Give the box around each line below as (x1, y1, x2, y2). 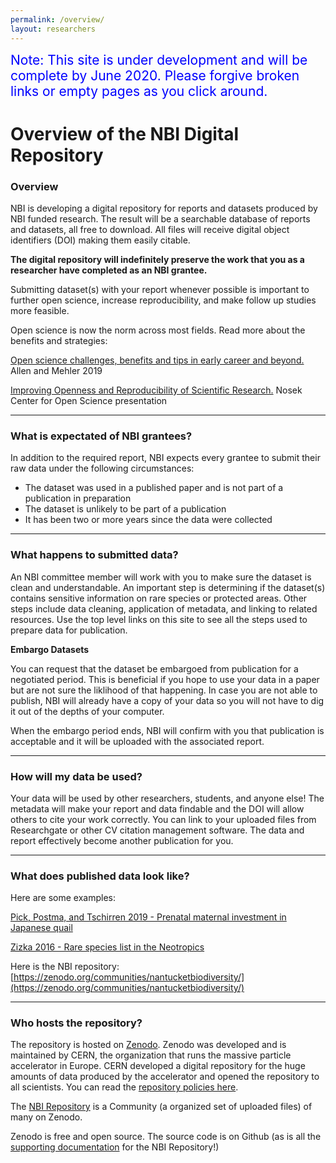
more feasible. (10, 304, 70, 316)
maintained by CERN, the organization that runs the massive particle (10, 1049, 292, 1061)
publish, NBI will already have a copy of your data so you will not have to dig (10, 694, 325, 706)
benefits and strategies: (10, 334, 108, 346)
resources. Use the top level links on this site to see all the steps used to (10, 613, 308, 625)
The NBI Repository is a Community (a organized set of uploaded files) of (10, 1101, 313, 1113)
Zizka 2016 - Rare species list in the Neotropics (10, 941, 205, 953)
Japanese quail (10, 922, 73, 934)
